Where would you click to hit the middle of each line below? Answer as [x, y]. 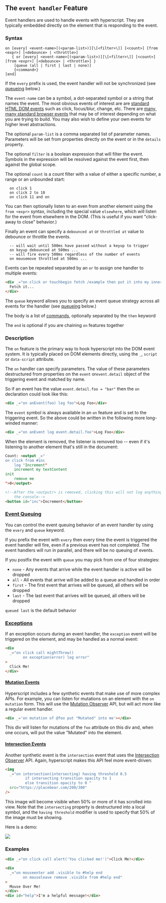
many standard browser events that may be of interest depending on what [81, 114]
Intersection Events [26, 744]
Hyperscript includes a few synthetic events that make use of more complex [83, 693]
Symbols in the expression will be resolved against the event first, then [77, 159]
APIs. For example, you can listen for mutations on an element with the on [80, 699]
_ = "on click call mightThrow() [42, 653]
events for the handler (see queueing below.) [51, 306]
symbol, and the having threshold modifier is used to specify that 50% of [80, 812]
